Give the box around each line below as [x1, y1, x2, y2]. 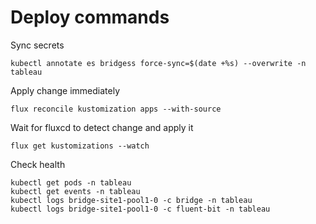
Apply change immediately [10, 84, 120, 96]
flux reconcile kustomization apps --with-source [10, 104, 222, 114]
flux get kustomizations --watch [10, 141, 150, 151]
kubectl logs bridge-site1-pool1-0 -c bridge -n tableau [10, 195, 253, 205]
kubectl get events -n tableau [10, 186, 141, 196]
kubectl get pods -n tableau [10, 177, 132, 188]
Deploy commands [10, 6, 170, 29]
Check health [10, 158, 66, 170]
